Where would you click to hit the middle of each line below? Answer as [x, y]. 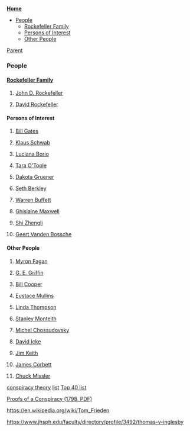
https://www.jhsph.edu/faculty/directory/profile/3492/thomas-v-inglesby [95, 422]
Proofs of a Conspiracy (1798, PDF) [50, 398]
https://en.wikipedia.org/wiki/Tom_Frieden [58, 410]
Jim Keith [27, 353]
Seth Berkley [31, 188]
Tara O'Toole [31, 166]
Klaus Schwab [33, 143]
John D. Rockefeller [39, 93]
